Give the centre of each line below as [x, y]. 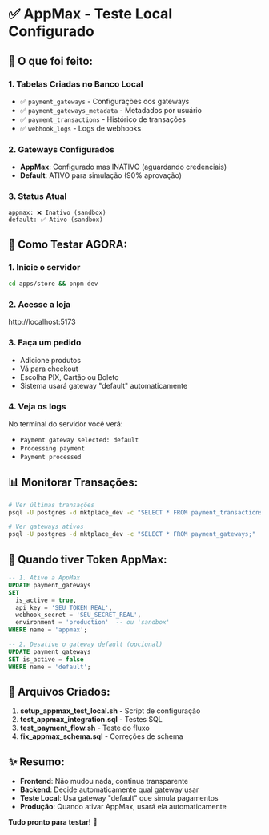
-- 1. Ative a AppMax [44, 578]
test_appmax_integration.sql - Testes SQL [91, 720]
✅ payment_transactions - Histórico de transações [103, 119]
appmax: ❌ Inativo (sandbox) [57, 213]
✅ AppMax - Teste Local [90, 14]
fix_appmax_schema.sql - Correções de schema [101, 736]
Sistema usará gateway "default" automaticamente [104, 385]
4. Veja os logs [37, 406]
